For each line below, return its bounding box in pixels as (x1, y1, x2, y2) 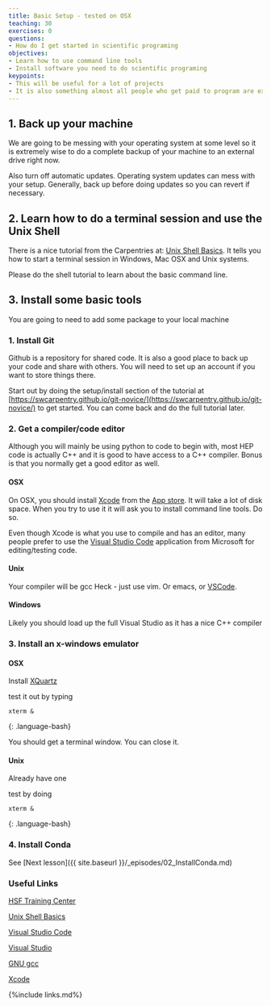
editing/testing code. (8, 545, 77, 555)
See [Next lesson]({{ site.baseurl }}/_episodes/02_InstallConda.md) (8, 857, 232, 867)
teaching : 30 (8, 19, 52, 27)
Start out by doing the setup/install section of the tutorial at (8, 386, 204, 396)
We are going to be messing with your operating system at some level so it (8, 138, 256, 148)
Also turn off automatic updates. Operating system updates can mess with (8, 171, 256, 181)
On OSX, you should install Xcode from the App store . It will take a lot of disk (8, 495, 263, 505)
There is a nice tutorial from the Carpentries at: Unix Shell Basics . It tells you (8, 245, 261, 255)
